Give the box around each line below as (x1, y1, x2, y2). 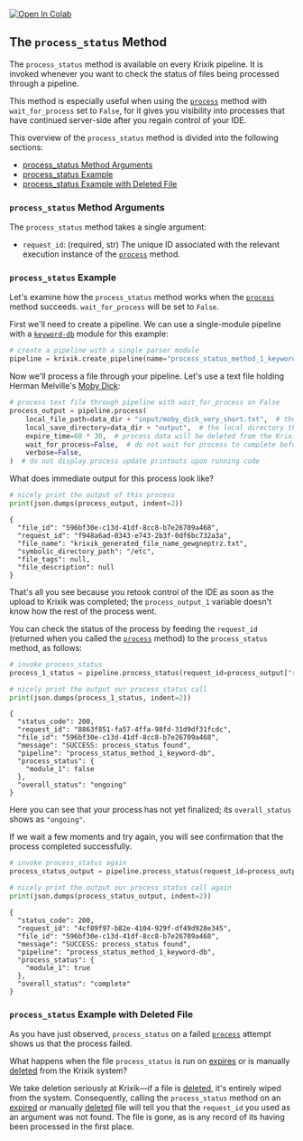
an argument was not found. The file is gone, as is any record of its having (9, 1112, 286, 1123)
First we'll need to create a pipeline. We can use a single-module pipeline (9, 319, 281, 330)
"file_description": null (17, 562, 115, 571)
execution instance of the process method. (22, 249, 180, 259)
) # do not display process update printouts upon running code (9, 457, 260, 466)
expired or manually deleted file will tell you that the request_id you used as (9, 1102, 291, 1113)
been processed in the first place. (9, 1121, 135, 1132)
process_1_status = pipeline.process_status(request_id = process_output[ (9, 668, 289, 677)
